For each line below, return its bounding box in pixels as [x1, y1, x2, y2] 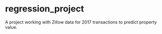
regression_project [5, 3, 84, 14]
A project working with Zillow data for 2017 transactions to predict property [5, 19, 157, 25]
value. [5, 24, 18, 30]
